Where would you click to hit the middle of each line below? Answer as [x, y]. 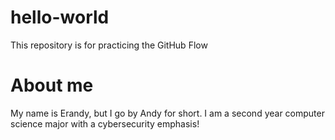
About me [52, 85]
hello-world [60, 17]
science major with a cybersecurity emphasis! [105, 123]
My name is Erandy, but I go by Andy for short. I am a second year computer [167, 113]
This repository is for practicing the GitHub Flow [109, 45]
